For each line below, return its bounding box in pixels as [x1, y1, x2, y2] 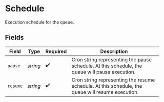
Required [45, 48, 67, 54]
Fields [5, 33, 24, 42]
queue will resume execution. [71, 89, 139, 96]
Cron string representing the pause [71, 56, 152, 63]
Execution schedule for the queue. [5, 19, 74, 25]
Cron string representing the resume [71, 76, 155, 83]
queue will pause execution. [71, 68, 136, 75]
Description [100, 48, 128, 54]
